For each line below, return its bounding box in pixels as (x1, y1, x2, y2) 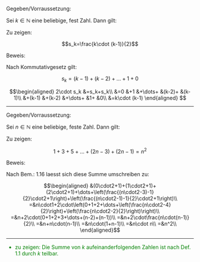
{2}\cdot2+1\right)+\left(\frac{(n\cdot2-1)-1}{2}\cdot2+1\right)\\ (23, 195, 177, 202)
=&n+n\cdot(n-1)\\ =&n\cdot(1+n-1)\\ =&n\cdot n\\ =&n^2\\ (36, 220, 177, 227)
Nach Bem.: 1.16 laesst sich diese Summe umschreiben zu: (6, 171, 150, 178)
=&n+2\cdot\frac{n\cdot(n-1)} (117, 214, 189, 221)
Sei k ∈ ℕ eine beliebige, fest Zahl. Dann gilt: (6, 17, 117, 24)
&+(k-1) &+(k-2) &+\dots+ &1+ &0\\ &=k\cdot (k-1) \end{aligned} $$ (23, 94, 186, 101)
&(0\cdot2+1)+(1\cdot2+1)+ (89, 182, 157, 189)
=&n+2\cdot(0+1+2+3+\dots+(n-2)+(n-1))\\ (11, 214, 116, 221)
